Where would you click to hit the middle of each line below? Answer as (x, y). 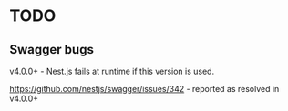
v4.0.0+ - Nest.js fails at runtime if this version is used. (112, 71)
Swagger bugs (51, 50)
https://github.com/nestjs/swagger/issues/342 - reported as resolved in (144, 89)
